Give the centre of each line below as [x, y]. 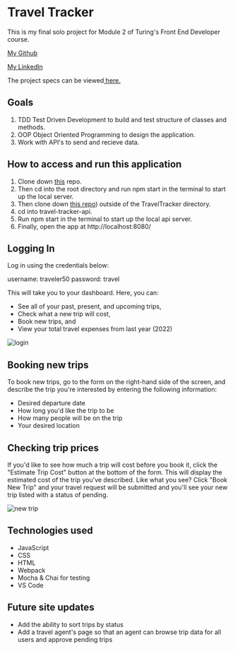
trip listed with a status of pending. [58, 495]
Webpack [31, 570]
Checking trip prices [53, 448]
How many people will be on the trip [70, 418]
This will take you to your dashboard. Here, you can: [83, 293]
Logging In [31, 248]
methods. [31, 127]
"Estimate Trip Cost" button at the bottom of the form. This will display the [115, 472]
